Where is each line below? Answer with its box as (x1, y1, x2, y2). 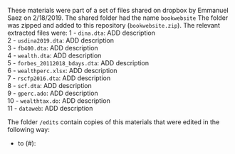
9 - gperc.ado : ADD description (7, 89, 98, 97)
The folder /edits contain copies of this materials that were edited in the (7, 118, 220, 126)
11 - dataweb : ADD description (7, 104, 93, 112)
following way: (7, 126, 50, 133)
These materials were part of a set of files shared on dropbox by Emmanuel (7, 6, 229, 14)
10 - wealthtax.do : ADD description (7, 97, 110, 105)
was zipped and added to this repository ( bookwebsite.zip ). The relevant (7, 21, 221, 29)
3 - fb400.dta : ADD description (7, 44, 98, 52)
